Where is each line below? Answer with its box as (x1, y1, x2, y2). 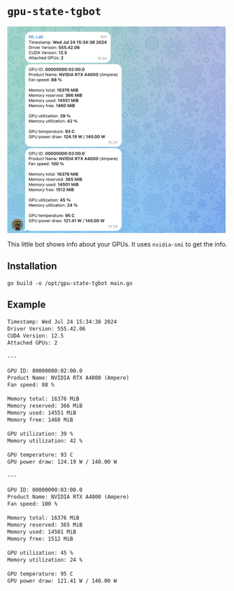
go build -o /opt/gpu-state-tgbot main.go (7, 279, 133, 286)
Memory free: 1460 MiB (7, 416, 73, 423)
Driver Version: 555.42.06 (7, 325, 86, 332)
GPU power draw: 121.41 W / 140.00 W (7, 577, 117, 584)
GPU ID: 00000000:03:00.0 (7, 486, 82, 493)
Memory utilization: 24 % (7, 556, 82, 563)
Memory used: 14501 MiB (7, 528, 77, 535)
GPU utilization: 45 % (7, 549, 73, 556)
